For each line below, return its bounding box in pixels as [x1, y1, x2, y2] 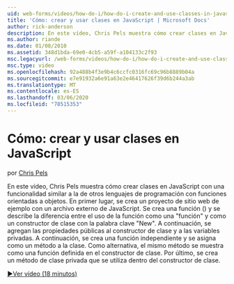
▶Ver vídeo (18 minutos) [7, 269, 78, 278]
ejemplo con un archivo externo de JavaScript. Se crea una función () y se [7, 204, 221, 212]
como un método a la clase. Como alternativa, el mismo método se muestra [7, 241, 224, 249]
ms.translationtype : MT [7, 81, 77, 88]
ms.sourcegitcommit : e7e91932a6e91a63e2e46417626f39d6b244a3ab [7, 74, 195, 82]
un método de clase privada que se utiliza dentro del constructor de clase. [7, 255, 221, 265]
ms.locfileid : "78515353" [7, 101, 82, 108]
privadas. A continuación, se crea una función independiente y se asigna [7, 234, 217, 242]
